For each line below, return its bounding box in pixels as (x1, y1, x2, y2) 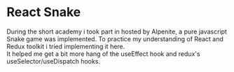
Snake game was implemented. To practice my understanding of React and (6, 34, 223, 43)
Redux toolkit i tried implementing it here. (6, 42, 125, 50)
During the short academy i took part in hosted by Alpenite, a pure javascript (6, 27, 227, 36)
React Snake (6, 4, 81, 20)
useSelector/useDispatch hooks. (6, 57, 101, 65)
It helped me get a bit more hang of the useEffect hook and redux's (6, 50, 200, 58)
